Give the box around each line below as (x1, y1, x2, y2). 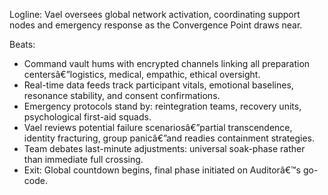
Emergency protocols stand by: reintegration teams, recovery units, (23, 100, 302, 112)
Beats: (9, 39, 36, 50)
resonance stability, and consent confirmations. (23, 90, 221, 101)
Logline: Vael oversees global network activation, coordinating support (9, 9, 301, 20)
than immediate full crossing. (23, 154, 144, 165)
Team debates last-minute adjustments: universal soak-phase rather (23, 143, 306, 154)
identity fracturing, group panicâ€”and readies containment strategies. (23, 132, 315, 144)
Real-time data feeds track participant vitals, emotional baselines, (23, 79, 294, 91)
